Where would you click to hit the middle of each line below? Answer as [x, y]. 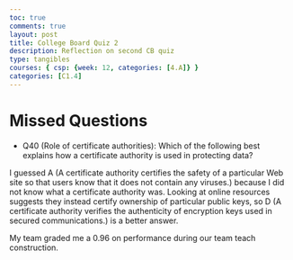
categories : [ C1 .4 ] [46, 76]
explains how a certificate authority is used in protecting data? [138, 155]
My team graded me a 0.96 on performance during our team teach [133, 238]
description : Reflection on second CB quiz [92, 51]
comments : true [38, 26]
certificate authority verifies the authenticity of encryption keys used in [141, 211]
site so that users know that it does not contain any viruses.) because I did [147, 182]
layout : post [34, 34]
